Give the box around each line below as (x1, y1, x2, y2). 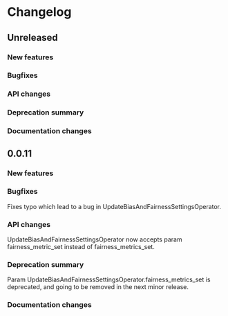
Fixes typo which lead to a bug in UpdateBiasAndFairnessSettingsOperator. (7, 202, 222, 210)
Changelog (7, 4, 72, 20)
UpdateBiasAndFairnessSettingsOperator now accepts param (7, 235, 182, 244)
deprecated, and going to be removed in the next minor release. (7, 283, 189, 291)
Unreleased (7, 32, 59, 43)
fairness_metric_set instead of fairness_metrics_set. (7, 243, 155, 251)
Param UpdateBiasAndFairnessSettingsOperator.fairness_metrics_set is (7, 275, 211, 284)
